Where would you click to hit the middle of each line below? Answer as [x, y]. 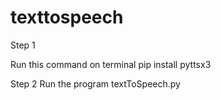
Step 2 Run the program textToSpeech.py [95, 83]
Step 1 [23, 45]
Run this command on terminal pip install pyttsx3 [111, 64]
